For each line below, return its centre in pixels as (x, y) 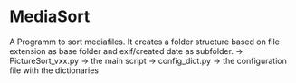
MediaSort (50, 17)
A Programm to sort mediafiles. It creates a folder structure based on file (145, 41)
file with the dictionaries (54, 70)
